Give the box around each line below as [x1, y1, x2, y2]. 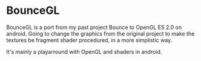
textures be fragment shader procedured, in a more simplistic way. [6, 36, 173, 43]
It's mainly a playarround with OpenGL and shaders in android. [6, 48, 162, 55]
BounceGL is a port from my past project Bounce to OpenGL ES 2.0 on [6, 24, 182, 31]
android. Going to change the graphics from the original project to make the [6, 30, 195, 37]
